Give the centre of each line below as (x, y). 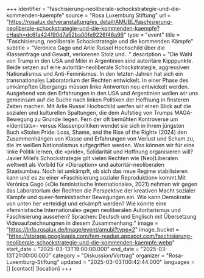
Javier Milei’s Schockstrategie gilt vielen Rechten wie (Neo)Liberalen (92, 158)
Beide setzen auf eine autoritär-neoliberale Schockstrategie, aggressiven (98, 67)
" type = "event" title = (152, 35)
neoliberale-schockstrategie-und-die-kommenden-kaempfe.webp (89, 243)
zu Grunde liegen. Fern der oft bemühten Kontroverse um (106, 119)
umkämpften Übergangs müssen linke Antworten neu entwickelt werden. (98, 87)
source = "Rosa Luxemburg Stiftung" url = (118, 15)
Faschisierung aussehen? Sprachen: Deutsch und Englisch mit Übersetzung (101, 217)
